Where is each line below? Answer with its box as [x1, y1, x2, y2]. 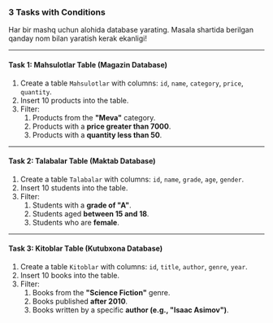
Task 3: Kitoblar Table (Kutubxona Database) [8, 243, 163, 254]
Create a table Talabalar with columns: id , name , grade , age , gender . [19, 174, 245, 184]
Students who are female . [32, 217, 119, 227]
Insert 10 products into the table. [19, 95, 129, 105]
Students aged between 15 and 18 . [32, 208, 149, 218]
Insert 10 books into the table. [19, 270, 120, 280]
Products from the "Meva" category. [32, 112, 156, 122]
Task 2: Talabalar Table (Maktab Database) [8, 156, 156, 166]
